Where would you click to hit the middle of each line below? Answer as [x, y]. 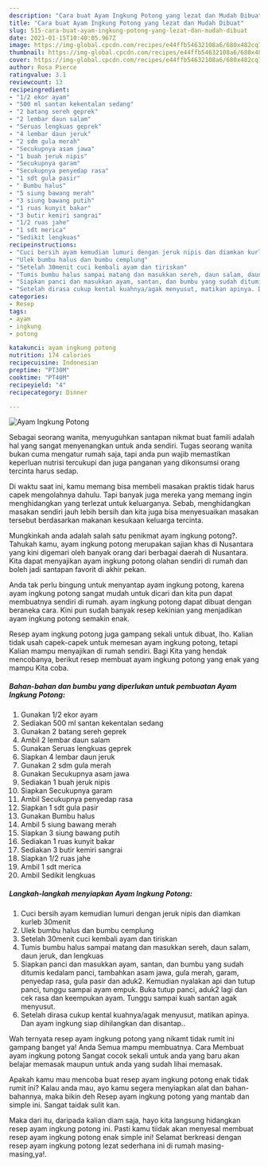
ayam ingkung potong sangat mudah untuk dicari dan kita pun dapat [121, 593]
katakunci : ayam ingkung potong [62, 348]
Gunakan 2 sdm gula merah [66, 765]
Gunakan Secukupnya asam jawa [75, 774]
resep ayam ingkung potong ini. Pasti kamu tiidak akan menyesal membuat [131, 1129]
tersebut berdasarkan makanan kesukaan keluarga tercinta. [106, 520]
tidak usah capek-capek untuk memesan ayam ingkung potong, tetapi [123, 643]
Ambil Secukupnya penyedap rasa [77, 799]
